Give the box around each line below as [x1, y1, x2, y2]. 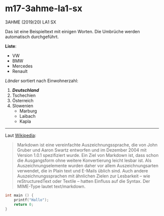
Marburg [19, 108, 38, 114]
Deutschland [12, 87, 39, 93]
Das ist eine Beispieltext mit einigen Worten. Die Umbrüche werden [5, 28, 140, 34]
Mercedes [12, 63, 33, 69]
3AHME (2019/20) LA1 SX [5, 19, 57, 25]
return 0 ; [14, 202, 34, 207]
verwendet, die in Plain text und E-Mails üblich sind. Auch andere [17, 168, 148, 173]
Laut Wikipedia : [5, 132, 37, 138]
